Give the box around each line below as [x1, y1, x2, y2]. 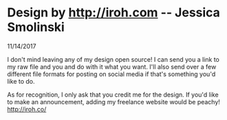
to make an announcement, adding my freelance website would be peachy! [7, 97, 220, 106]
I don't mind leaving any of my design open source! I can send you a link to [7, 55, 220, 63]
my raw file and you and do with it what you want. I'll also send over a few [7, 62, 217, 71]
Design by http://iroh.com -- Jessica [7, 5, 220, 21]
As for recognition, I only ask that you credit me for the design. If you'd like [7, 91, 219, 99]
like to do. [7, 77, 36, 85]
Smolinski [7, 19, 65, 35]
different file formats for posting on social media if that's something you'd [7, 70, 216, 78]
